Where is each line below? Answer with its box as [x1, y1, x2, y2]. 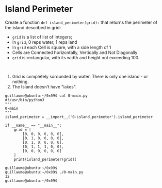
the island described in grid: [5, 24, 61, 30]
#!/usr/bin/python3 [5, 97, 45, 103]
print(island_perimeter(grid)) [14, 157, 77, 162]
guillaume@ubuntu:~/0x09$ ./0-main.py [5, 170, 83, 174]
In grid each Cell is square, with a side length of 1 [12, 44, 112, 50]
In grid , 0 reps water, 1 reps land [12, 39, 78, 45]
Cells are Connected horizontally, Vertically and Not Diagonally [12, 50, 138, 55]
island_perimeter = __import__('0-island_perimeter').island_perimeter [5, 114, 153, 120]
